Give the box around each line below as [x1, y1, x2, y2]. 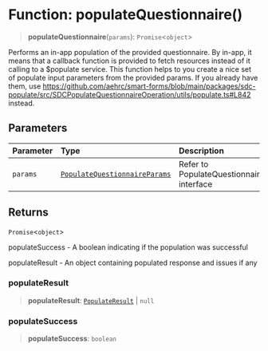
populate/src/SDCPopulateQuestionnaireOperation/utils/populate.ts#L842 [8, 89, 251, 99]
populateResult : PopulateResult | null [27, 295, 155, 305]
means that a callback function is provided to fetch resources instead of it [8, 56, 251, 65]
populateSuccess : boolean [27, 333, 117, 344]
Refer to [178, 158, 209, 169]
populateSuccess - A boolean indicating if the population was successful [8, 242, 249, 252]
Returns [8, 206, 49, 219]
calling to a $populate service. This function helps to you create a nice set [8, 64, 252, 73]
